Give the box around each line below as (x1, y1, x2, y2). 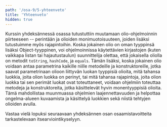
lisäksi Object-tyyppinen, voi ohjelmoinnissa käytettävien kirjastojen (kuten (5, 47, 161, 53)
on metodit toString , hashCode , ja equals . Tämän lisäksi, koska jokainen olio (5, 58, 162, 64)
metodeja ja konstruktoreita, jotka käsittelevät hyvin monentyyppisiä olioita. (5, 85, 162, 91)
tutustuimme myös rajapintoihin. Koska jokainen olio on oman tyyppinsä (5, 42, 155, 48)
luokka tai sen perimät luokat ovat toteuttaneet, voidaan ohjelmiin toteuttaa (5, 79, 161, 85)
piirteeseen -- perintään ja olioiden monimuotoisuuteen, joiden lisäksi (5, 36, 149, 42)
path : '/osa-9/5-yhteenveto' (5, 7, 67, 13)
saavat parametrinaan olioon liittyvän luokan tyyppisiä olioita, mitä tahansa (5, 69, 160, 75)
